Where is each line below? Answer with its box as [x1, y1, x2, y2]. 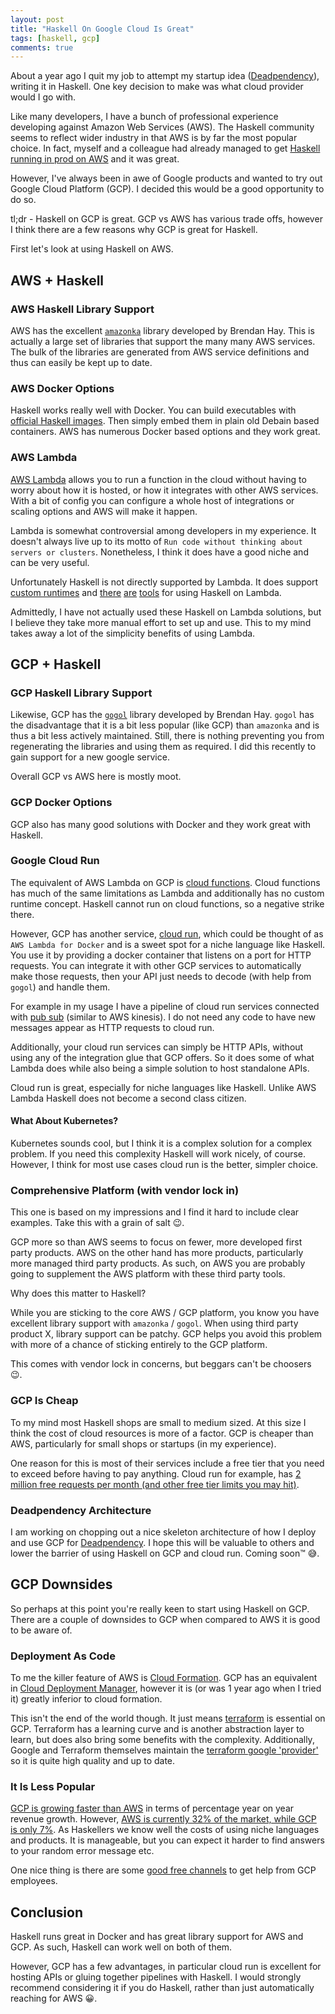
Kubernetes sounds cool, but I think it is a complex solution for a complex [10, 1137, 313, 1150]
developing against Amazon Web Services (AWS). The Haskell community [10, 121, 315, 133]
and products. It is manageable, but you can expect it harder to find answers [10, 1834, 325, 1846]
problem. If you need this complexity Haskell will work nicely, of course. [10, 1148, 307, 1160]
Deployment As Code [10, 1649, 116, 1663]
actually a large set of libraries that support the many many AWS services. [10, 335, 316, 347]
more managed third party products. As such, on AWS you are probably [10, 1257, 306, 1270]
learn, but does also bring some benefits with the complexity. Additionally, [10, 1734, 315, 1746]
